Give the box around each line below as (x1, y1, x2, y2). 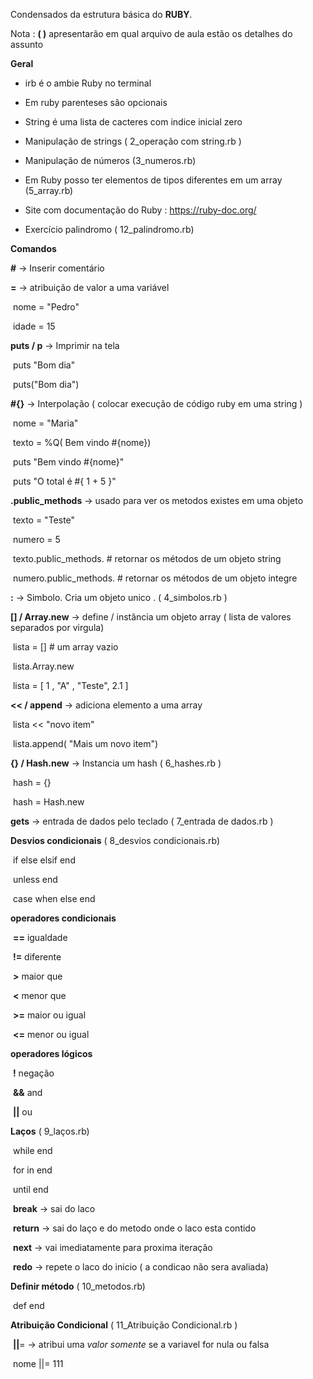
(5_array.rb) (24, 185, 74, 196)
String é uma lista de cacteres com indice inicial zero (24, 116, 243, 128)
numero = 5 (12, 534, 61, 545)
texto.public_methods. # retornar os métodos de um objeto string (12, 553, 282, 564)
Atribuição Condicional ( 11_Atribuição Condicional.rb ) (10, 1319, 238, 1331)
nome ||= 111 (12, 1358, 64, 1369)
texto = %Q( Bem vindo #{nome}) (12, 437, 152, 448)
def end (12, 1300, 45, 1311)
